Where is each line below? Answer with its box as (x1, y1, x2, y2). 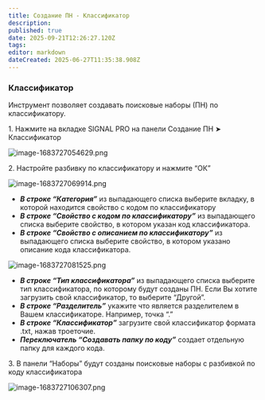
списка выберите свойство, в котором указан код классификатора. (19, 219, 251, 229)
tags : (8, 41, 26, 49)
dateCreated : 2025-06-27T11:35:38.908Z (8, 56, 141, 64)
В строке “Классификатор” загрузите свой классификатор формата (19, 318, 256, 328)
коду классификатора (8, 367, 83, 377)
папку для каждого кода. (19, 344, 105, 353)
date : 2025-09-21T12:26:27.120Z (8, 33, 115, 42)
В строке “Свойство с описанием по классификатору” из (19, 228, 223, 238)
